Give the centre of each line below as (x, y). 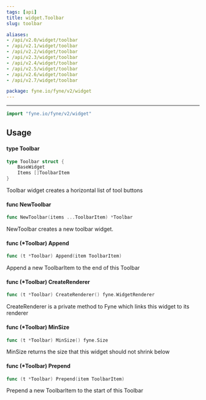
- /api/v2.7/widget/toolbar (42, 80)
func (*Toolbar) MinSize (38, 327)
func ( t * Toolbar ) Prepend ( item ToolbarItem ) (65, 379)
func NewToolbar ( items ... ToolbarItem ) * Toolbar (70, 217)
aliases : (17, 34)
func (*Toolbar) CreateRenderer (48, 282)
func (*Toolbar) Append (38, 243)
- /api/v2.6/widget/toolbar (42, 74)
